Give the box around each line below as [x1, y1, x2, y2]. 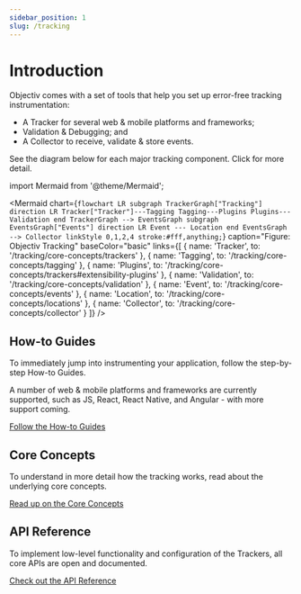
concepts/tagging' [9, 260, 78, 271]
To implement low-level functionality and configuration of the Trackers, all [9, 548, 283, 559]
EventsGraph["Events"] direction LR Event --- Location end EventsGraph [9, 223, 288, 232]
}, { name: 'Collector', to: [84, 298, 175, 309]
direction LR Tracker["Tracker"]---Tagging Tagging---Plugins [9, 208, 247, 217]
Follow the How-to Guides [9, 421, 106, 432]
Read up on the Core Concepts [9, 499, 124, 509]
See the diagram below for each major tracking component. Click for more [9, 154, 285, 165]
